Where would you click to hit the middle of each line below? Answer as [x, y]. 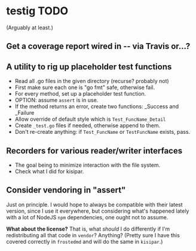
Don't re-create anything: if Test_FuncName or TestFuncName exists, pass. [102, 132]
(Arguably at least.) [30, 27]
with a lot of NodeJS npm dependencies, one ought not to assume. [87, 217]
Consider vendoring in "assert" [66, 190]
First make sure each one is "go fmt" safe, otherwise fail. [85, 87]
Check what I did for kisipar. [49, 171]
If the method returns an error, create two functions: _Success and [97, 106]
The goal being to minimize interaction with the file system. [87, 165]
